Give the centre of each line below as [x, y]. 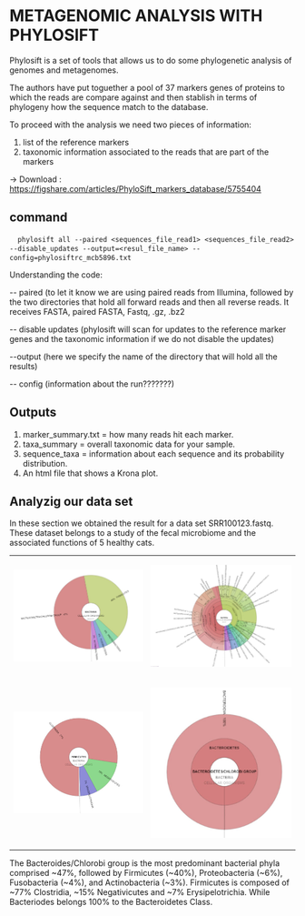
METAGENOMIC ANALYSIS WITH [136, 16]
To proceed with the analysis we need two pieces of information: [131, 125]
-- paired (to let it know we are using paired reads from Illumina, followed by [152, 292]
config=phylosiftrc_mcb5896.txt [70, 257]
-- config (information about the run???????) [92, 384]
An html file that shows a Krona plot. [90, 473]
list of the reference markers [76, 142]
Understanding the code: [56, 275]
